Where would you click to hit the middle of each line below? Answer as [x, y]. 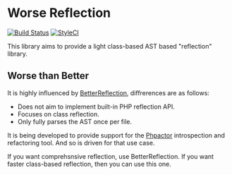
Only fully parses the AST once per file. [75, 121]
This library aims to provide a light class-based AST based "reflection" [110, 46]
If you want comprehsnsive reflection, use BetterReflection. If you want [110, 156]
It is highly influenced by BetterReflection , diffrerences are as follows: [109, 92]
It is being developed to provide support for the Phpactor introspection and [116, 135]
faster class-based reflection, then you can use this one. [89, 164]
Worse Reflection [59, 13]
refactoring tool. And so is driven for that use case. [81, 143]
